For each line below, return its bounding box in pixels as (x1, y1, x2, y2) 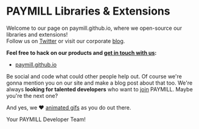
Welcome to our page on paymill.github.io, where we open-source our (6, 24, 183, 32)
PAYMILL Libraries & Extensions (6, 4, 170, 18)
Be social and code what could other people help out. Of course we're (6, 72, 183, 80)
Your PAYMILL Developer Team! (6, 116, 86, 123)
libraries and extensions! (6, 30, 68, 38)
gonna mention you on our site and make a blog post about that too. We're (6, 79, 193, 86)
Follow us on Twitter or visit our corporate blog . (6, 37, 125, 44)
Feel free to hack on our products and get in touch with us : (6, 49, 157, 56)
